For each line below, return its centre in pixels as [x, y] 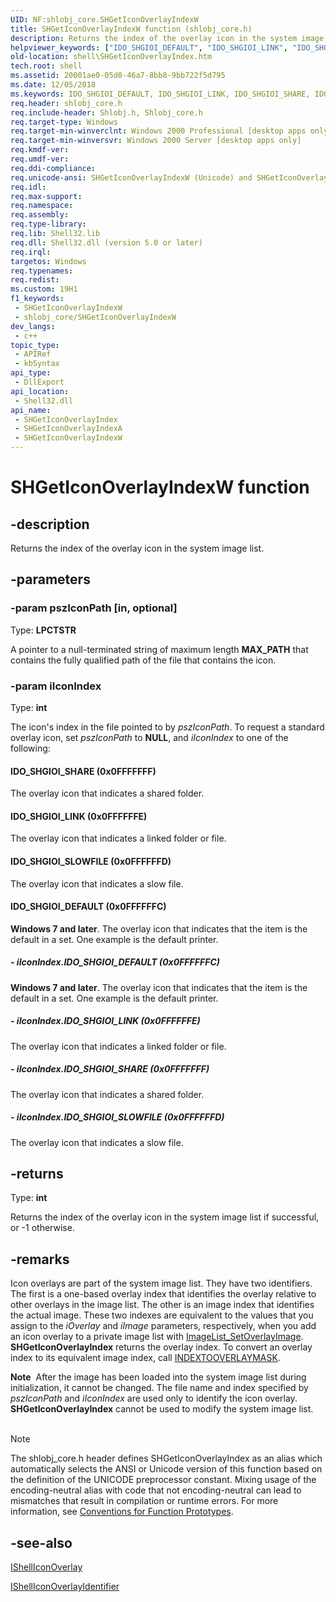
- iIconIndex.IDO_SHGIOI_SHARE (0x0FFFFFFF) [110, 1069]
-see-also [41, 1542]
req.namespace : [42, 206]
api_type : [31, 373]
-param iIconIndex [56, 686]
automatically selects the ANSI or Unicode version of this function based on [166, 1469]
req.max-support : [46, 196]
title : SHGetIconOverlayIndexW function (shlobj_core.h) [131, 29]
